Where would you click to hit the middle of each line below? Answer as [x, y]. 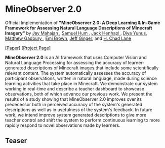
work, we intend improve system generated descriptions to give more [76, 115]
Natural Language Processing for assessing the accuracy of [66, 62]
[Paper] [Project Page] [28, 48]
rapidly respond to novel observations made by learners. [63, 125]
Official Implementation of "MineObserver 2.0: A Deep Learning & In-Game [83, 23]
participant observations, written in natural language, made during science [81, 78]
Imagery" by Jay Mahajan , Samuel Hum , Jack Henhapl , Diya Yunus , [76, 33]
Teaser [16, 141]
